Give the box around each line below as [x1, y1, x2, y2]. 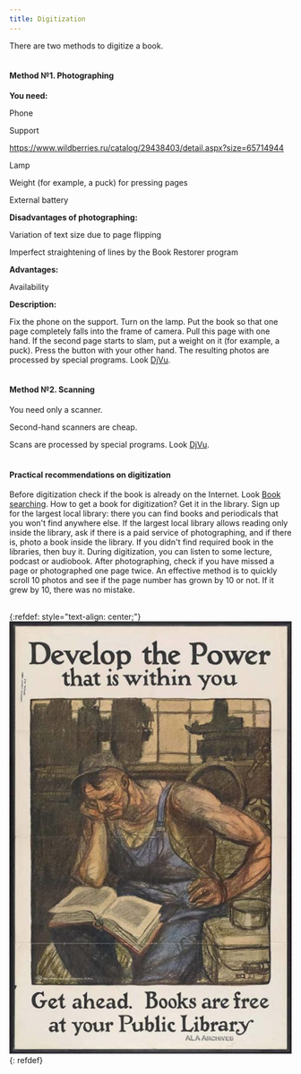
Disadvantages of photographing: [9, 212, 138, 223]
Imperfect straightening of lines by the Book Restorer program [9, 247, 239, 258]
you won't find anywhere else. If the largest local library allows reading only [9, 518, 288, 528]
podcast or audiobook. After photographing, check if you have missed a [9, 556, 275, 567]
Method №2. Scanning [9, 384, 96, 395]
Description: [9, 299, 56, 310]
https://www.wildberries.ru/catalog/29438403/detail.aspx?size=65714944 [9, 142, 285, 153]
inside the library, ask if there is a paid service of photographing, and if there [9, 528, 292, 538]
